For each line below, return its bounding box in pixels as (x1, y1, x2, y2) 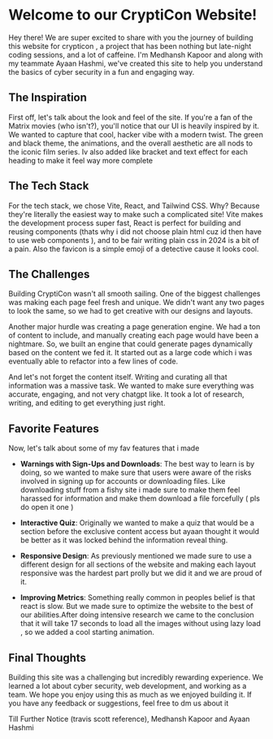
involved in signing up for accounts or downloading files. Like (19, 476, 226, 486)
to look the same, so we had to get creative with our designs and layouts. (8, 306, 253, 316)
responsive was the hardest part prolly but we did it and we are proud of (19, 568, 262, 578)
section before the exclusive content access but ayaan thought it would (19, 527, 260, 537)
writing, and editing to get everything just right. (8, 398, 166, 408)
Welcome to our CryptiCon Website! (8, 6, 258, 24)
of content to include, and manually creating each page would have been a (8, 331, 259, 341)
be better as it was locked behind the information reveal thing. (19, 535, 228, 546)
